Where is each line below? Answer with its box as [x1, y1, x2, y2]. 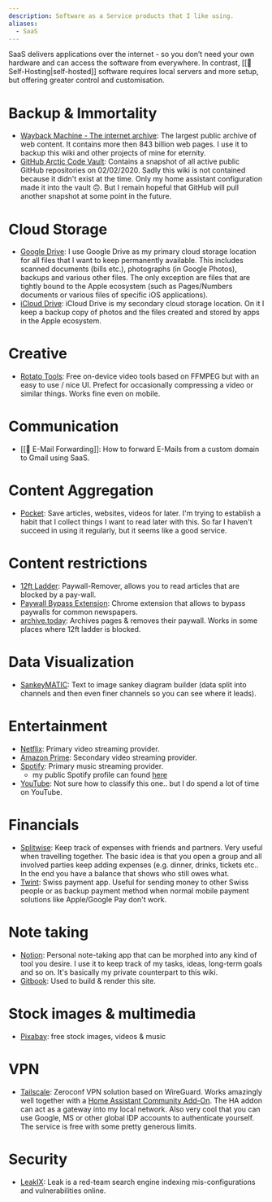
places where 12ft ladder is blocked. [19, 625, 141, 634]
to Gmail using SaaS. [19, 453, 90, 463]
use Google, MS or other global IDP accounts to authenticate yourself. [19, 1112, 254, 1122]
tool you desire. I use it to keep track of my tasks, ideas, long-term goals [19, 959, 262, 968]
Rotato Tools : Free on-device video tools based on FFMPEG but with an [19, 371, 260, 381]
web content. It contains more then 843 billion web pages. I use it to [19, 139, 248, 149]
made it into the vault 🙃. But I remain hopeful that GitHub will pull [19, 182, 240, 192]
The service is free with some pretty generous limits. [19, 1121, 197, 1131]
